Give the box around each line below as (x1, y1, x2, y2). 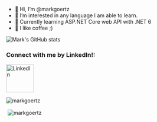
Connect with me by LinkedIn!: (6, 50, 96, 59)
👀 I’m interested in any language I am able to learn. (14, 12, 138, 19)
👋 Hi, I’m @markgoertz (14, 6, 70, 12)
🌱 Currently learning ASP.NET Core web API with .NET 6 (14, 18, 152, 25)
